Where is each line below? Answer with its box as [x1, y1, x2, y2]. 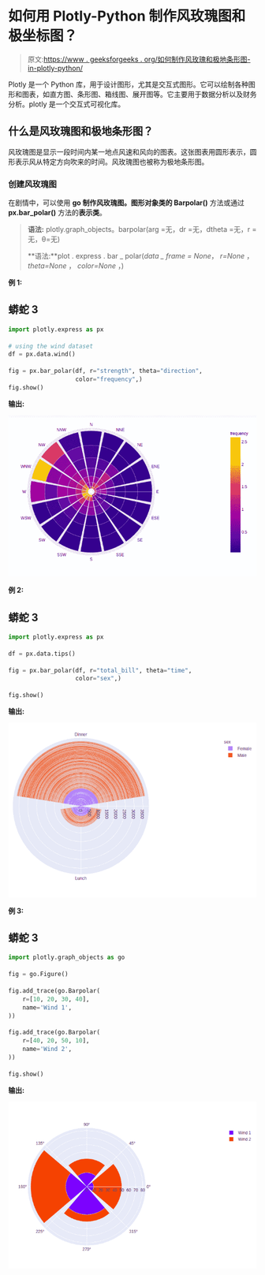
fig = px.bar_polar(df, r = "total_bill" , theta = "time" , [8, 666, 192, 674]
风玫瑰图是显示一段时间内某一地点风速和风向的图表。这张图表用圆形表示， [8, 147, 250, 156]
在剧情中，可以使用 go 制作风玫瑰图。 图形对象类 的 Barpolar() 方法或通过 [8, 198, 244, 207]
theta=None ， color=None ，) [27, 261, 125, 270]
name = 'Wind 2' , [22, 1046, 73, 1053]
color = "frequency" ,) [75, 375, 144, 383]
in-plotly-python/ [27, 63, 83, 73]
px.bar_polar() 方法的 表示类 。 [8, 208, 106, 218]
